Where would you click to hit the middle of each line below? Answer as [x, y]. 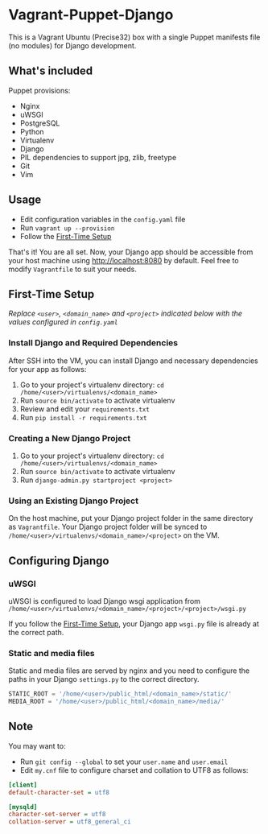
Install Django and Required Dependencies [93, 343]
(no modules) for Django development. [72, 45]
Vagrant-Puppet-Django [91, 15]
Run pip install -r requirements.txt [83, 417]
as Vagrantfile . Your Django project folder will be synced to [108, 527]
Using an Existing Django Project [74, 501]
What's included [51, 71]
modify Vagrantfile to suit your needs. [72, 269]
